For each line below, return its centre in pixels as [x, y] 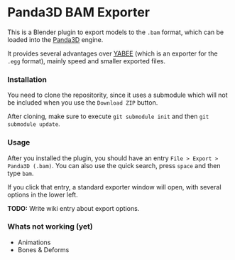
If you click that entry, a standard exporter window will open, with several [114, 187]
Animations [34, 242]
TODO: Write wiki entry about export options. [73, 208]
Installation [27, 79]
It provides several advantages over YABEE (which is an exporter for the [113, 53]
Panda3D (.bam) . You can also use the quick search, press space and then [114, 165]
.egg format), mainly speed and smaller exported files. [86, 61]
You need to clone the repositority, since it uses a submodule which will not [118, 95]
